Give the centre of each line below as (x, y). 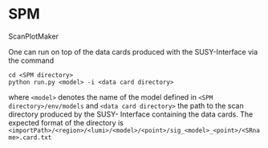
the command (31, 60)
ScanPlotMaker (33, 36)
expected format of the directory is (66, 122)
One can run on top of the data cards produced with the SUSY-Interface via (133, 51)
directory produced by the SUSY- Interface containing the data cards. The (131, 114)
